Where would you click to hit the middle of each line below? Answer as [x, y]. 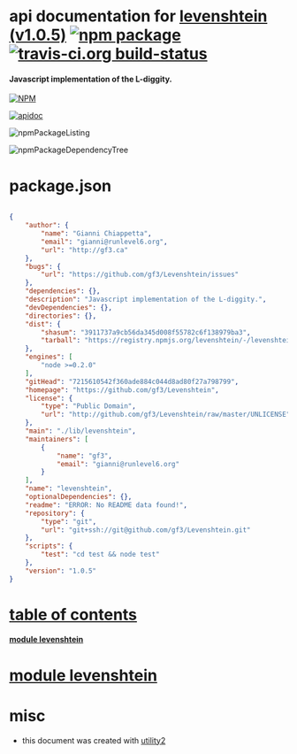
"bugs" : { [43, 266]
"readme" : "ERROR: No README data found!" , [107, 505]
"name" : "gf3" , [84, 456]
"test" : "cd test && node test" [101, 555]
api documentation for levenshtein [138, 16]
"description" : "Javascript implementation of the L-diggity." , [146, 300]
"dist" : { [43, 324]
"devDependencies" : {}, [69, 307]
